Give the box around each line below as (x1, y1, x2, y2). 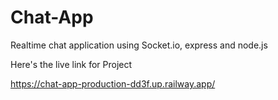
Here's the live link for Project (10, 58, 133, 70)
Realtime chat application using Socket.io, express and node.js (10, 39, 268, 51)
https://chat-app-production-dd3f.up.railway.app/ (10, 77, 216, 90)
